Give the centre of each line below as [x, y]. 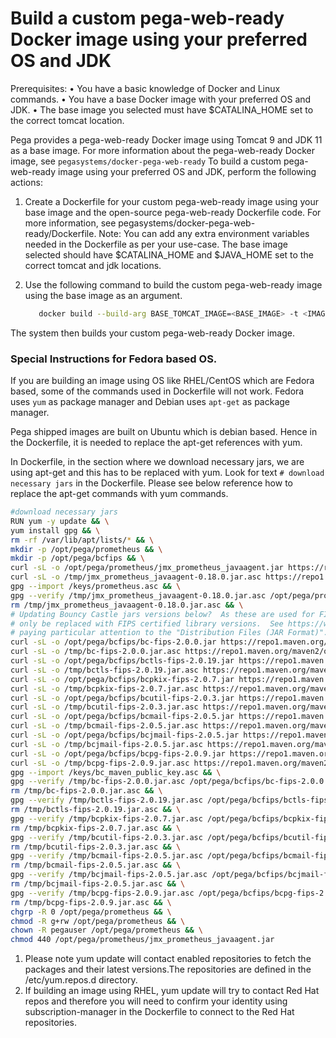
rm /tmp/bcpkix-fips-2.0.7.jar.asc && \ [96, 828]
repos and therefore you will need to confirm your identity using [156, 1001]
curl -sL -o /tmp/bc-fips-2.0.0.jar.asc [96, 652]
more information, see [70, 223]
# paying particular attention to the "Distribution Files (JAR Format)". [169, 633]
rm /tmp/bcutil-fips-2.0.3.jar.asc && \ [96, 847]
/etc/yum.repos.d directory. [81, 980]
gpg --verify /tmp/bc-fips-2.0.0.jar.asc [98, 782]
